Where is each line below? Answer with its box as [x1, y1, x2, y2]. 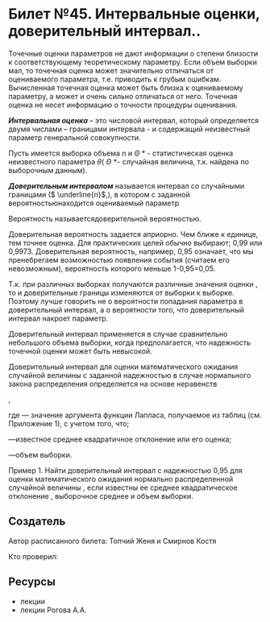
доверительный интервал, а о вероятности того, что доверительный [8, 305, 244, 314]
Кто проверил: [8, 551, 59, 561]
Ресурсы [8, 575, 56, 589]
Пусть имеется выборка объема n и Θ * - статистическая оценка [8, 148, 234, 158]
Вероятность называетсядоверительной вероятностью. [8, 214, 201, 223]
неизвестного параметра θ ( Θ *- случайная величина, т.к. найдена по [8, 156, 250, 166]
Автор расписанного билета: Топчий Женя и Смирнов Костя [8, 536, 217, 545]
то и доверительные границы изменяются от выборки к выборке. [8, 288, 235, 297]
